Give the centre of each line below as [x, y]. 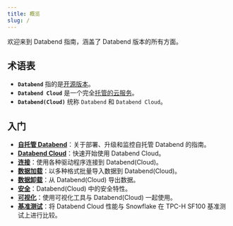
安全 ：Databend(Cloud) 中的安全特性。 [74, 189]
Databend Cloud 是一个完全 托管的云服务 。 [78, 93]
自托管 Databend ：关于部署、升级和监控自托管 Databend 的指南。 [114, 145]
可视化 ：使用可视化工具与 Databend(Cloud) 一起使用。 [97, 198]
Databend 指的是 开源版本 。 [56, 84]
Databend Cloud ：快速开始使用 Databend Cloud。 [91, 153]
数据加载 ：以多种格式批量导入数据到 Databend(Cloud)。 [99, 171]
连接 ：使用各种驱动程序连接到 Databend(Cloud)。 [90, 162]
